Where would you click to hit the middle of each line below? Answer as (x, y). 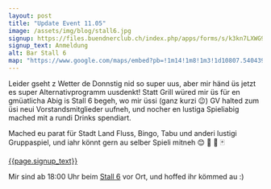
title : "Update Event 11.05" (57, 23)
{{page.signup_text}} (43, 161)
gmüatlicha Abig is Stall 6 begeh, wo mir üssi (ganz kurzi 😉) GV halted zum (134, 101)
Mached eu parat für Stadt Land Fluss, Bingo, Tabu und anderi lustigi (123, 133)
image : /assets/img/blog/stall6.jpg (70, 31)
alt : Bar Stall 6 (38, 53)
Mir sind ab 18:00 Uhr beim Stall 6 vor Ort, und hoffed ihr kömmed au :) (126, 176)
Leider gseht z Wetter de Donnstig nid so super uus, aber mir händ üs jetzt (132, 83)
